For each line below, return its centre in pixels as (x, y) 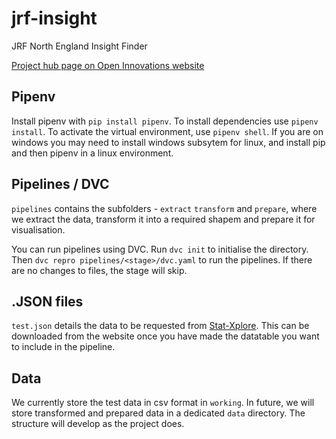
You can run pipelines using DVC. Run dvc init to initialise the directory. (160, 249)
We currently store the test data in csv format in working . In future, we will (163, 403)
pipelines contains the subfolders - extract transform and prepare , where (164, 208)
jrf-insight (54, 18)
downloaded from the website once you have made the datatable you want (165, 336)
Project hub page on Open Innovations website (108, 65)
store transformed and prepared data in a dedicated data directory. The (158, 413)
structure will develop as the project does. (98, 424)
